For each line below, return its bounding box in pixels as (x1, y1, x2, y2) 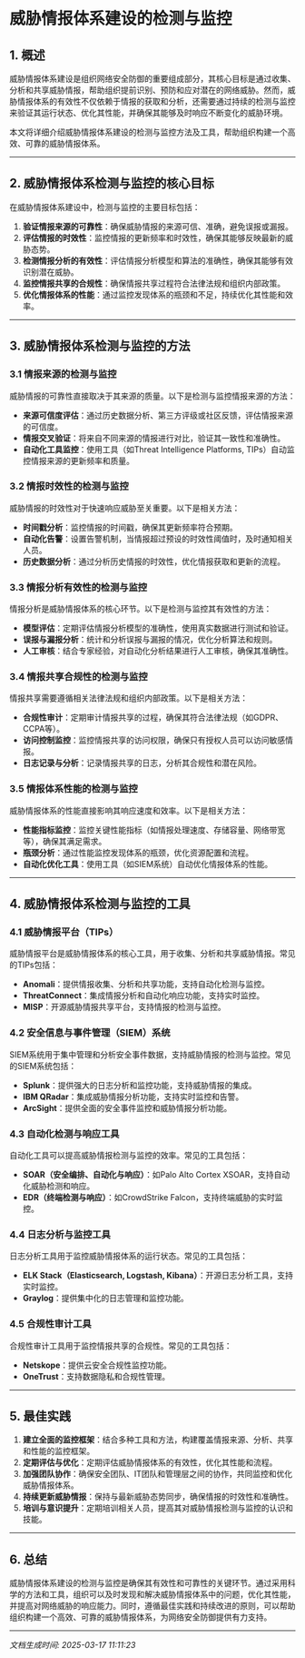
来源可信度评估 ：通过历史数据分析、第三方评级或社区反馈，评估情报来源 (22, 409, 293, 420)
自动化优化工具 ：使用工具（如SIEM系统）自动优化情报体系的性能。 (22, 858, 273, 869)
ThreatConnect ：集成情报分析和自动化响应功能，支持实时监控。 (22, 990, 265, 1001)
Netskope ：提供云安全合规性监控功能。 (22, 1360, 172, 1370)
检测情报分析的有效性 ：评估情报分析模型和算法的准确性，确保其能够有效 (22, 255, 293, 266)
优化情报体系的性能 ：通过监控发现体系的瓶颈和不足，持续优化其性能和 (22, 288, 286, 300)
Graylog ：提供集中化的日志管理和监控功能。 (22, 1293, 189, 1304)
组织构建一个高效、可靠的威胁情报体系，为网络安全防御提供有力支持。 (9, 1612, 272, 1623)
